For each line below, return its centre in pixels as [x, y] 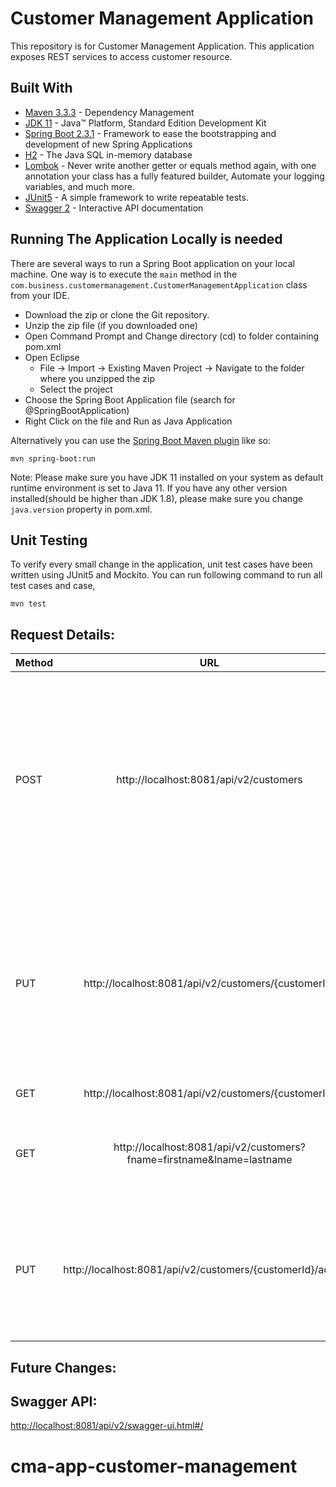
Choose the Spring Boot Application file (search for [130, 399]
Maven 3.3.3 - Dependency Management [109, 112]
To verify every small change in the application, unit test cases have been [161, 564]
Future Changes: [63, 1367]
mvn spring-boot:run [53, 458]
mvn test [28, 604]
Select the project [76, 389]
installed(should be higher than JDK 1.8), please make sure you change [156, 498]
